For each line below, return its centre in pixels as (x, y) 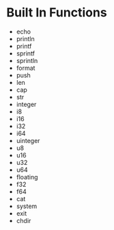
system (27, 206)
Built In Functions (57, 13)
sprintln (27, 60)
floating (27, 177)
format (26, 68)
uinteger (28, 140)
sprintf (26, 53)
